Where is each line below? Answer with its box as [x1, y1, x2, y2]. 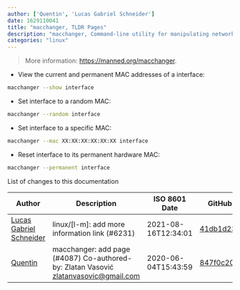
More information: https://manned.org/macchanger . [24, 56, 177, 65]
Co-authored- [83, 253, 132, 263]
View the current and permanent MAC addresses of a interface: [17, 71, 205, 79]
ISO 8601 [153, 194, 187, 204]
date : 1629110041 [7, 17, 59, 24]
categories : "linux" [7, 37, 69, 44]
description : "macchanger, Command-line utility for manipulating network [7, 30, 235, 38]
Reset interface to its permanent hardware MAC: [17, 150, 161, 159]
